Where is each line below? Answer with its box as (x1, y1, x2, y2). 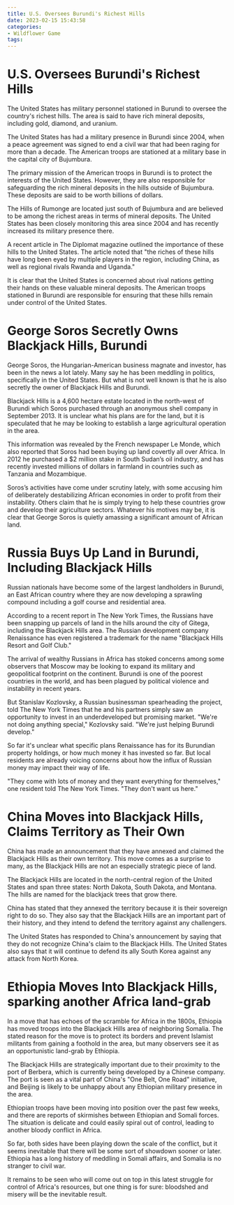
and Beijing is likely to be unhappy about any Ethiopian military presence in (7, 1082, 223, 1091)
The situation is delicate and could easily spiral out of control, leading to (7, 1118, 214, 1127)
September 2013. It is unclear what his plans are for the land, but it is (7, 412, 205, 420)
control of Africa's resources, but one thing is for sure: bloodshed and (7, 1183, 208, 1191)
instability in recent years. (7, 684, 82, 692)
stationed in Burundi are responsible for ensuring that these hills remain (7, 291, 213, 299)
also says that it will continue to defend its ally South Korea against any (7, 947, 212, 955)
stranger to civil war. (7, 1162, 66, 1170)
